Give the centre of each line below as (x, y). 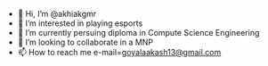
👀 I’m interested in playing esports (80, 23)
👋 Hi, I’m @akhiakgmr (57, 14)
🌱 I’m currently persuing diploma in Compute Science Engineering (138, 33)
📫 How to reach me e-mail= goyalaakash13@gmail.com (119, 52)
